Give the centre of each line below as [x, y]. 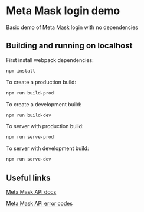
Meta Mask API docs [31, 192]
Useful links [29, 177]
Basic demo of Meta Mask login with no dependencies [72, 27]
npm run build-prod [30, 93]
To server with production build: [45, 126]
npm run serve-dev [29, 159]
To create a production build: [41, 82]
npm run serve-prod [30, 137]
